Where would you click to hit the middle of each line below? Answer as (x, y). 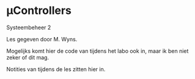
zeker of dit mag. (28, 57)
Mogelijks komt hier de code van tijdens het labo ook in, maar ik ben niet (97, 51)
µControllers (39, 11)
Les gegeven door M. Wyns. (42, 39)
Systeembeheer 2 (29, 27)
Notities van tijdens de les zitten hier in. (56, 69)
